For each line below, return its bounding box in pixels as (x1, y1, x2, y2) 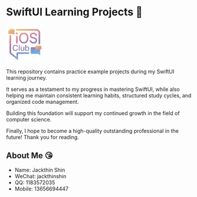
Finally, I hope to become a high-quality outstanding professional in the (6, 127, 179, 134)
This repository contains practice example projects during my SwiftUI (6, 68, 175, 75)
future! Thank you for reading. (6, 133, 80, 140)
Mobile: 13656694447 (14, 185, 69, 192)
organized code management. (6, 98, 80, 105)
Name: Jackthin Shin (14, 166, 65, 173)
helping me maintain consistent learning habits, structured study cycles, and (6, 91, 192, 99)
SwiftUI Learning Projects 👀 (6, 5, 143, 19)
